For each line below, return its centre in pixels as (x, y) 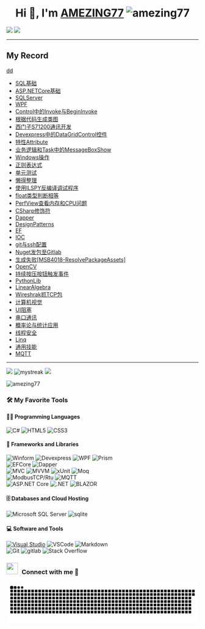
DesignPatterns (34, 224)
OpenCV (26, 267)
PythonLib (28, 281)
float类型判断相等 (37, 195)
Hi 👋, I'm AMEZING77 (69, 13)
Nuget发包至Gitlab (38, 252)
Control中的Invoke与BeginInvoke (56, 111)
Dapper (25, 218)
